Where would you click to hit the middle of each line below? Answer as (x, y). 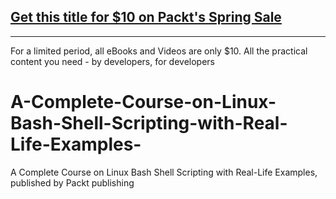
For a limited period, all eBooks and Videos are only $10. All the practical (159, 51)
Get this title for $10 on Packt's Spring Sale (146, 17)
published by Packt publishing (72, 182)
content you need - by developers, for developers (112, 61)
